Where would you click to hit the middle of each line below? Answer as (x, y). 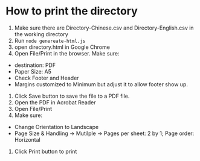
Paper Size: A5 (33, 71)
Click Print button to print (46, 151)
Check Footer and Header (47, 78)
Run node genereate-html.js (50, 40)
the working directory (41, 34)
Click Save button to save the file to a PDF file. (72, 96)
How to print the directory (72, 11)
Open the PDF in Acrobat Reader (55, 102)
